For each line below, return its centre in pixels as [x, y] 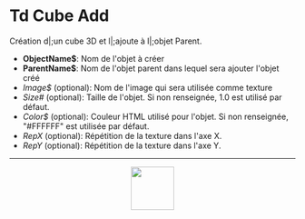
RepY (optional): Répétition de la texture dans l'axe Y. [122, 145]
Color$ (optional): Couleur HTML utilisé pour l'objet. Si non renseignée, [155, 116]
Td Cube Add [59, 16]
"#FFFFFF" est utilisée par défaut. [86, 126]
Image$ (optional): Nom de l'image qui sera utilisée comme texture [148, 87]
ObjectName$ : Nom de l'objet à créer [93, 58]
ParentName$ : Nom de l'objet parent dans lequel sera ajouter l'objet [151, 68]
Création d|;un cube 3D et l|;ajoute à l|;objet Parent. [106, 41]
